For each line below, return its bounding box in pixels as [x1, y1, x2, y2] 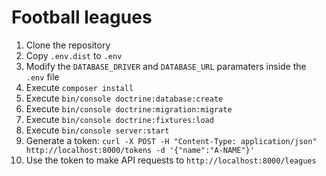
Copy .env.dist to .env [25, 49, 123, 61]
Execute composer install [25, 81, 134, 93]
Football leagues [11, 6, 153, 29]
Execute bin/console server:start [25, 124, 170, 136]
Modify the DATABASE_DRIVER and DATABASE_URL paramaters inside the [25, 60, 307, 72]
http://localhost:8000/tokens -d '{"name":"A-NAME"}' [25, 145, 255, 155]
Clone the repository [25, 39, 111, 51]
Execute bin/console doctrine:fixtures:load [25, 113, 214, 125]
